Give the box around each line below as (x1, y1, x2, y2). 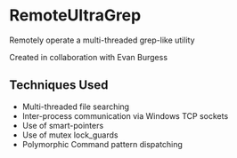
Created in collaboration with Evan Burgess (9, 51, 168, 62)
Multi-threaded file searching (21, 101, 130, 112)
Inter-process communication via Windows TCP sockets (21, 110, 229, 121)
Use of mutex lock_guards (21, 130, 118, 140)
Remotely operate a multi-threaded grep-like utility (9, 35, 195, 45)
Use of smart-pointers (21, 120, 104, 130)
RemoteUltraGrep (9, 5, 142, 26)
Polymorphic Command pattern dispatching (21, 138, 183, 149)
